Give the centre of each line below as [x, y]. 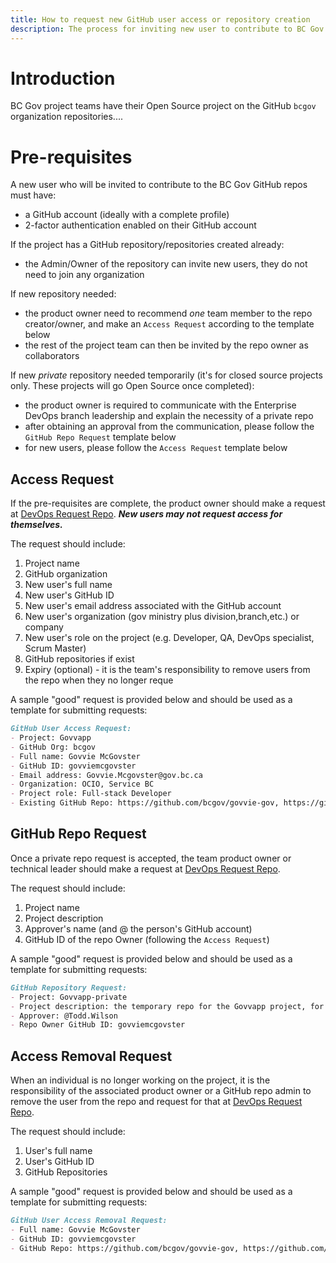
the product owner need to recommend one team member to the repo [168, 313]
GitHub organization [66, 574]
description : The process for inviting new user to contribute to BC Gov [167, 29]
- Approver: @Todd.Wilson [64, 1016]
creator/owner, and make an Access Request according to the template [169, 324]
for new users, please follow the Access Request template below [156, 448]
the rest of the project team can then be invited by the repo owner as [166, 345]
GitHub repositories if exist [79, 659]
